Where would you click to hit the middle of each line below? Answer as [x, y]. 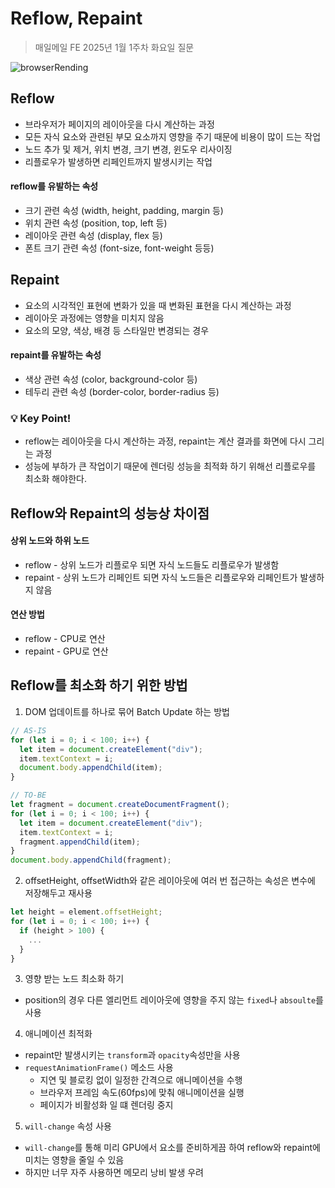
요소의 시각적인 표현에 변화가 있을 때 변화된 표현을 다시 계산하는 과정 [158, 305]
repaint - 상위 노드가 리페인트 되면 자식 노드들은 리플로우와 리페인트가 [161, 577]
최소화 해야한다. [55, 479]
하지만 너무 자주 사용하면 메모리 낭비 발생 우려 [114, 1173]
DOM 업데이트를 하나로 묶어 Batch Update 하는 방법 [127, 711]
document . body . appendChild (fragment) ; [91, 860]
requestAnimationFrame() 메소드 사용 [99, 1068]
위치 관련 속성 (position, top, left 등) [96, 223]
